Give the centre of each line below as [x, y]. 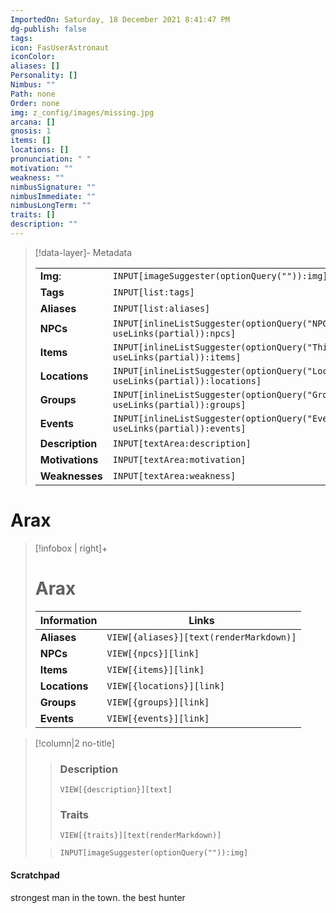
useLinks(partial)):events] [179, 428]
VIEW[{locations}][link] [165, 685]
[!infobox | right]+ [71, 548]
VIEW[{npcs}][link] [153, 653]
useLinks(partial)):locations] [187, 380]
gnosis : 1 [31, 131]
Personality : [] [44, 76]
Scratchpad [35, 875]
